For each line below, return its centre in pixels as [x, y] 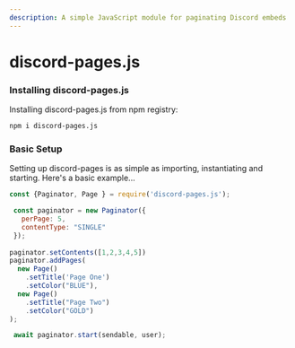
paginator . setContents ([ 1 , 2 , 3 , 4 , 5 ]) [78, 252]
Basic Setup [36, 149]
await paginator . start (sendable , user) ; [90, 335]
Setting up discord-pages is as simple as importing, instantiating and [136, 169]
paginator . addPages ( [48, 261]
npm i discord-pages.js [54, 126]
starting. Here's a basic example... [73, 178]
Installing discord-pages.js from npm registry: [94, 109]
